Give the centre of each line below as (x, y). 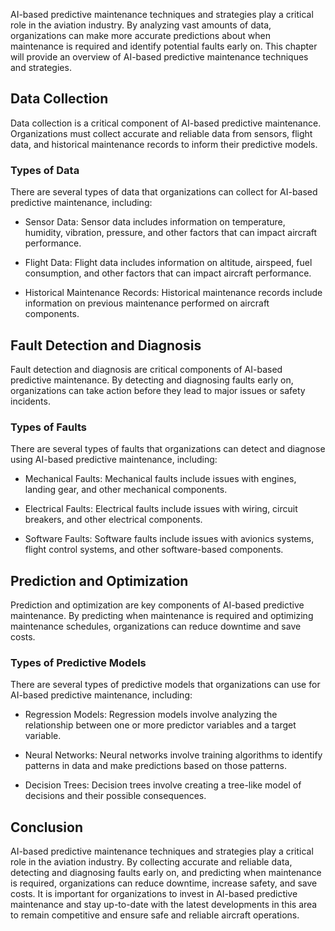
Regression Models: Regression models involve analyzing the (151, 715)
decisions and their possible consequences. (115, 796)
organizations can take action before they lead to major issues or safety (158, 390)
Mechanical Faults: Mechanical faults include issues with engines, (160, 479)
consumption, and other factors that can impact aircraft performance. (168, 273)
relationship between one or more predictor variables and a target (160, 725)
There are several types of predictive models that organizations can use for (165, 685)
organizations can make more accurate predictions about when (140, 35)
